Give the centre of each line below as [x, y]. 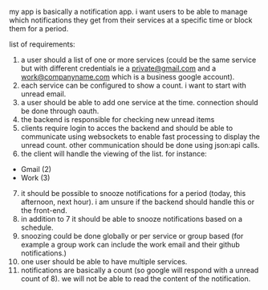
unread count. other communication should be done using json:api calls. [140, 145]
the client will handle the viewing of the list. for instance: [114, 153]
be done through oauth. [60, 111]
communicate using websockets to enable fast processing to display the [140, 137]
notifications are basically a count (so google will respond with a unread [140, 270]
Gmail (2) [36, 169]
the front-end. [44, 210]
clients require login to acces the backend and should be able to [127, 128]
